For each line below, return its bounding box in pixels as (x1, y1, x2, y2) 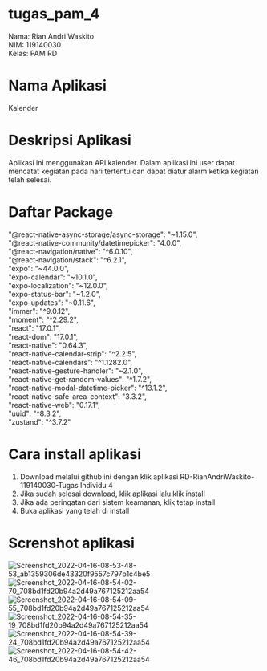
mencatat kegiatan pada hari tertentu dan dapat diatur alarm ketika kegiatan (8, 166, 259, 176)
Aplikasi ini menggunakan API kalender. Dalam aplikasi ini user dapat (8, 157, 235, 167)
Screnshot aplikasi (8, 534, 135, 552)
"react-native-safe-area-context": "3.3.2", (8, 391, 147, 401)
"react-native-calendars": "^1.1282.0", (8, 357, 133, 367)
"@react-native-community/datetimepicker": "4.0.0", (8, 238, 182, 247)
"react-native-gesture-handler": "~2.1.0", (8, 366, 143, 376)
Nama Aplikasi (8, 77, 107, 95)
